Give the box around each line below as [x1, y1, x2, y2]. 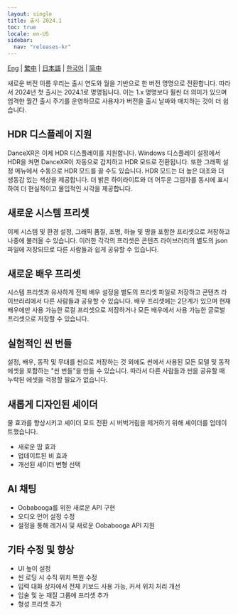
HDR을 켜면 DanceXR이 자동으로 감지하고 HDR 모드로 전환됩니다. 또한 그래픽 [7, 157, 222, 166]
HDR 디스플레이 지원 [7, 129, 92, 141]
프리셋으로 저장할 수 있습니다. [7, 314, 90, 323]
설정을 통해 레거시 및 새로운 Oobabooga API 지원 [17, 520, 155, 530]
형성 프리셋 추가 [17, 599, 62, 608]
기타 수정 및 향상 [7, 544, 75, 556]
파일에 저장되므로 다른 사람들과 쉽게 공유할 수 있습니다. [7, 245, 159, 253]
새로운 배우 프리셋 [7, 268, 81, 280]
